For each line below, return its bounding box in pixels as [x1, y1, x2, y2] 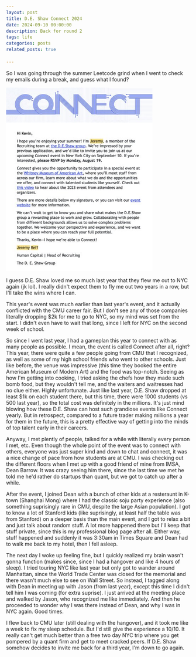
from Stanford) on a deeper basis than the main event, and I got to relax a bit [6, 515, 191, 522]
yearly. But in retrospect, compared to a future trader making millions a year [6, 411, 189, 419]
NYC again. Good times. [6, 608, 64, 615]
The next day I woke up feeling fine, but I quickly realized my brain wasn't [6, 551, 184, 558]
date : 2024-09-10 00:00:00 [6, 22, 72, 28]
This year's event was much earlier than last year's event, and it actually [6, 300, 180, 307]
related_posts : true [6, 47, 57, 53]
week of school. [6, 326, 45, 333]
